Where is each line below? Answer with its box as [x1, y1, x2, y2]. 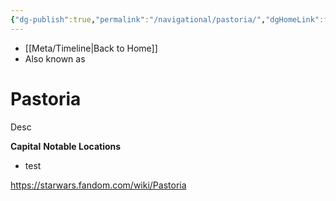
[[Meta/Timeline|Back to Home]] [24, 42, 158, 54]
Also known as [24, 52, 86, 65]
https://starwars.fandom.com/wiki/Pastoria [10, 179, 187, 191]
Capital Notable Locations [10, 140, 122, 152]
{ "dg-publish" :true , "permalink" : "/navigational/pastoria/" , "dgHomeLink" [10, 14, 320, 25]
